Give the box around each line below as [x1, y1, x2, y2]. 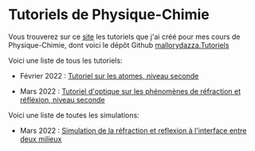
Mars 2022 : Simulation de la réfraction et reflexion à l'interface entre [19, 126, 247, 135]
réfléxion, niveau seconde [19, 95, 105, 104]
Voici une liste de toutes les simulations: [8, 110, 139, 120]
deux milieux [19, 134, 62, 144]
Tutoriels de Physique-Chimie [8, 6, 210, 24]
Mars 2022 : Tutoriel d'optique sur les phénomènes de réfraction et [19, 86, 241, 96]
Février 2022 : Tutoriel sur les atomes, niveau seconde [19, 71, 199, 80]
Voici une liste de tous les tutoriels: [8, 56, 123, 65]
